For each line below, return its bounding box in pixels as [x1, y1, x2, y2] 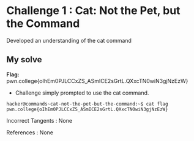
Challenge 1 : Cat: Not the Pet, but [6, 4, 181, 18]
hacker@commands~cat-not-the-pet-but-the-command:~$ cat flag [6, 101, 168, 107]
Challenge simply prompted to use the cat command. [15, 89, 149, 96]
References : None [6, 129, 54, 136]
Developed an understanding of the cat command [6, 37, 132, 44]
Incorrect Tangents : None [6, 117, 72, 124]
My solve [6, 54, 42, 65]
